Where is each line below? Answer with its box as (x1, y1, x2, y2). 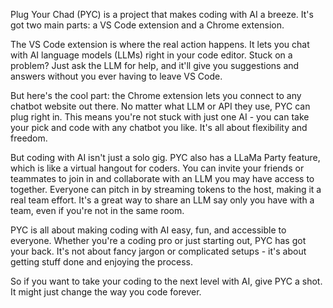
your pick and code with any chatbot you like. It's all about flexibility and (10, 122, 308, 133)
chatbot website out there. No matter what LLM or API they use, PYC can (10, 100, 311, 112)
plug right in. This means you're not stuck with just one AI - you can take (10, 111, 310, 123)
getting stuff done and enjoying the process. (10, 256, 194, 268)
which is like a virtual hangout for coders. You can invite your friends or (10, 162, 305, 174)
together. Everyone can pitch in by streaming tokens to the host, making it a (10, 184, 322, 195)
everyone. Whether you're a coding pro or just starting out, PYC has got (10, 235, 307, 246)
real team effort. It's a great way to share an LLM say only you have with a (10, 194, 315, 206)
